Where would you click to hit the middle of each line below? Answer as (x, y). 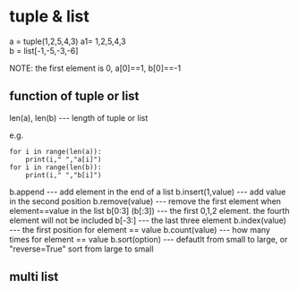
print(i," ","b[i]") (64, 175)
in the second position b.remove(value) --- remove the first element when (145, 201)
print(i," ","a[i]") (64, 159)
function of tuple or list (74, 96)
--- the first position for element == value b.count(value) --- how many (140, 229)
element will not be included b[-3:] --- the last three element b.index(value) (148, 220)
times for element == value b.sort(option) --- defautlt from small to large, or (149, 239)
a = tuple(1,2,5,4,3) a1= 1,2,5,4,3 (68, 41)
